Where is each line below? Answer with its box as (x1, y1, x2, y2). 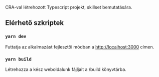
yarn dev (5, 33, 27, 39)
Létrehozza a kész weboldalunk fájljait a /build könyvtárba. (5, 66, 126, 72)
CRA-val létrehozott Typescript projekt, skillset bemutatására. (5, 4, 132, 10)
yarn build (5, 56, 32, 62)
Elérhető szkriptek (5, 18, 64, 27)
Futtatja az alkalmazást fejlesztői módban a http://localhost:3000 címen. (5, 43, 154, 49)
